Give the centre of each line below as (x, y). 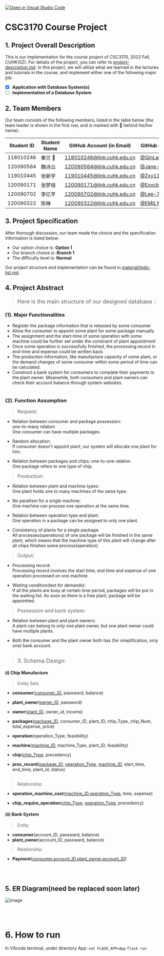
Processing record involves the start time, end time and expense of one (84, 570)
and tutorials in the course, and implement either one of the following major (81, 72)
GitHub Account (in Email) (100, 145)
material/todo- (136, 267)
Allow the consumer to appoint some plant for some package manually (83, 331)
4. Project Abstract (34, 288)
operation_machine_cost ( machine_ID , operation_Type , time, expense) (82, 793)
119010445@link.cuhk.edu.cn (100, 176)
